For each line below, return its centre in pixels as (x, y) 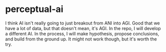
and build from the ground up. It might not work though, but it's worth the (81, 39)
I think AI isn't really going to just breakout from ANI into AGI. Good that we (82, 23)
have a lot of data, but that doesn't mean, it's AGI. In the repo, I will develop (83, 28)
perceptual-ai (34, 9)
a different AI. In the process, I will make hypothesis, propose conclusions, (82, 33)
